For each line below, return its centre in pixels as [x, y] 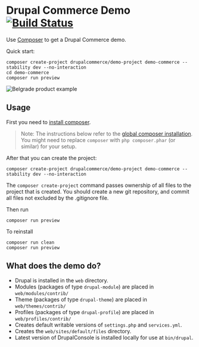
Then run [17, 209]
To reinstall [20, 231]
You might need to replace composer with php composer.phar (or [98, 140]
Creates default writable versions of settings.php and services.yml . [98, 325]
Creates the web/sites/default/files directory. [73, 331]
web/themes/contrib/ [40, 306]
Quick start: [20, 51]
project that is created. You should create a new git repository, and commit [98, 191]
